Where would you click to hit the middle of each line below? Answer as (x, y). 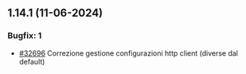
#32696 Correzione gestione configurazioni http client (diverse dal (128, 53)
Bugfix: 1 (25, 36)
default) (32, 61)
